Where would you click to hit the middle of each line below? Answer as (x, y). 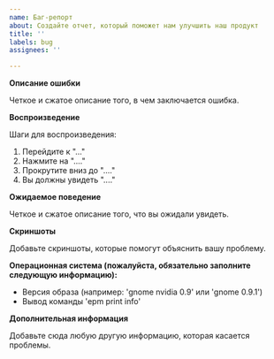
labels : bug (31, 42)
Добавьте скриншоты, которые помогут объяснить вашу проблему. (138, 248)
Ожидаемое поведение (55, 197)
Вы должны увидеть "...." (68, 180)
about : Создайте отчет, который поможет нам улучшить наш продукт (134, 26)
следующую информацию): (63, 275)
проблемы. (30, 345)
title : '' (27, 34)
